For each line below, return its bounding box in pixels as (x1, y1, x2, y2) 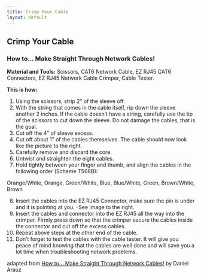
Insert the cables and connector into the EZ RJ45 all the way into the (15, 210, 185, 217)
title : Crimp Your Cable (7, 8, 69, 15)
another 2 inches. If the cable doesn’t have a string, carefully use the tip (15, 110, 193, 117)
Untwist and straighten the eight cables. (15, 155, 114, 162)
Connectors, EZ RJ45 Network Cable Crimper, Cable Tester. (7, 74, 154, 81)
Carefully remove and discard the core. (15, 149, 112, 156)
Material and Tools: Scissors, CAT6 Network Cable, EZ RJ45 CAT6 (7, 68, 172, 75)
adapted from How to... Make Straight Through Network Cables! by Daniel (7, 260, 189, 267)
